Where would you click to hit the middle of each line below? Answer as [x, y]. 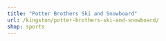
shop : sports [26, 26]
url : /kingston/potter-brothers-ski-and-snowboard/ [83, 20]
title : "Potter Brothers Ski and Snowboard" [72, 14]
